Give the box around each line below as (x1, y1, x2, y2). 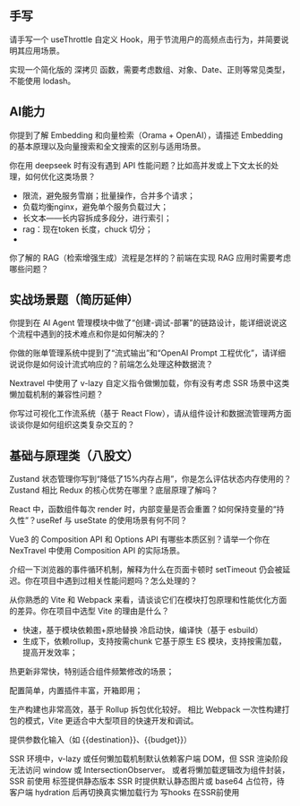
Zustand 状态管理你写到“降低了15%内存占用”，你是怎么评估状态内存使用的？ (9, 474, 292, 484)
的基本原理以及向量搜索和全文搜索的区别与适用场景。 (9, 141, 206, 151)
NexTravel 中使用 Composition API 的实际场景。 (9, 545, 185, 556)
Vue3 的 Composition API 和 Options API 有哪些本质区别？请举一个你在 (9, 534, 270, 544)
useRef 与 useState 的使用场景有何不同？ (36, 515, 188, 526)
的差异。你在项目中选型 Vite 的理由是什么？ (9, 605, 170, 616)
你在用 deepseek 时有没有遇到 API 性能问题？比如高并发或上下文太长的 (9, 159, 271, 170)
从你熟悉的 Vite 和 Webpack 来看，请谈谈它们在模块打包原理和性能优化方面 (9, 595, 287, 605)
